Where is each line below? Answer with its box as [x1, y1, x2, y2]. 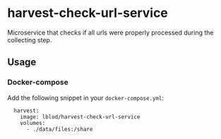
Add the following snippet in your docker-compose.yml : [7, 93, 165, 102]
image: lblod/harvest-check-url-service [20, 113, 141, 121]
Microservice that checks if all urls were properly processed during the [7, 28, 214, 37]
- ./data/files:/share [25, 126, 93, 133]
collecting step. [7, 35, 52, 44]
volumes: [20, 119, 46, 126]
